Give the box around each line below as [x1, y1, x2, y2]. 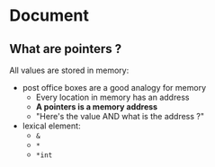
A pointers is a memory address [35, 101, 158, 112]
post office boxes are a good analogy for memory [22, 83, 207, 92]
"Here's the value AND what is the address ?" [35, 111, 205, 121]
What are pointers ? [9, 41, 122, 57]
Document [9, 5, 90, 26]
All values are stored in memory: [9, 65, 130, 75]
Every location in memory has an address [35, 92, 190, 102]
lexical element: [22, 120, 81, 131]
